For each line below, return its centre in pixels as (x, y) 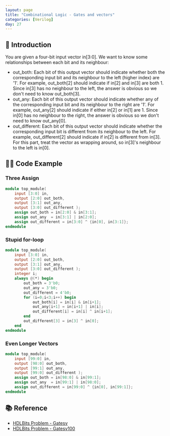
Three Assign (22, 178)
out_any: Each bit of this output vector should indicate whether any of (86, 99)
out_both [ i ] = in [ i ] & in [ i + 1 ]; (67, 302)
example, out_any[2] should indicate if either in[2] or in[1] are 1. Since (85, 110)
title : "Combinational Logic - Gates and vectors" (60, 15)
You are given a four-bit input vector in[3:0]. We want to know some (76, 57)
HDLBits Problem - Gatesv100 (44, 428)
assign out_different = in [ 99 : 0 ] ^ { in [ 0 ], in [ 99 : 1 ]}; (74, 387)
